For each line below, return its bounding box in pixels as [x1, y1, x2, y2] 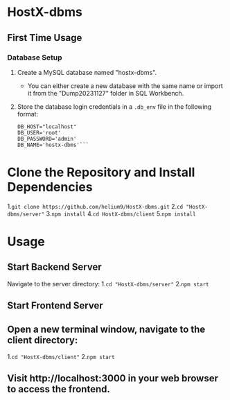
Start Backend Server [7, 261, 102, 273]
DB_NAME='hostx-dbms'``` [17, 141, 89, 148]
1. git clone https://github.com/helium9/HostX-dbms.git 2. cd [7, 202, 184, 210]
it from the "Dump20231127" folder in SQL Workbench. [27, 89, 184, 97]
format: [17, 110, 39, 118]
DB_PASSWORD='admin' [17, 135, 77, 142]
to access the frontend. [7, 383, 111, 395]
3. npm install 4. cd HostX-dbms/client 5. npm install [46, 209, 196, 218]
